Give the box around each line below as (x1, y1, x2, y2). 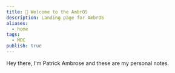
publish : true (6, 43, 42, 49)
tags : (6, 32, 20, 38)
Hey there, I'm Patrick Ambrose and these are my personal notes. (6, 59, 170, 67)
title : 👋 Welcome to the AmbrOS (6, 9, 88, 15)
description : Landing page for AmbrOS (6, 15, 104, 21)
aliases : (6, 20, 28, 26)
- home (12, 26, 28, 32)
